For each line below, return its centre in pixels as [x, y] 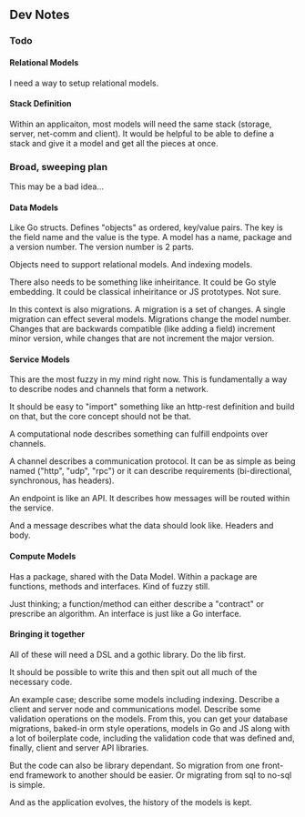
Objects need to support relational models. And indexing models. [131, 265]
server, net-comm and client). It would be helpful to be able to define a [142, 133]
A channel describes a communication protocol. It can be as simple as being [152, 461]
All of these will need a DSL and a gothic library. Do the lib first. [128, 654]
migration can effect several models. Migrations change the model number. [150, 319]
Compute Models [43, 556]
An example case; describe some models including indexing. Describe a [145, 699]
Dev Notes [40, 15]
